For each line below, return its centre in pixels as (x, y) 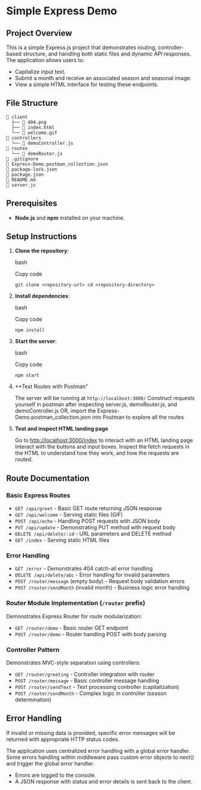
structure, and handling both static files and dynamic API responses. (107, 54)
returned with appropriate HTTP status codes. (63, 739)
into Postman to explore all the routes (138, 417)
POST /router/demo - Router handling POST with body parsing (90, 634)
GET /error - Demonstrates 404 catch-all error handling (84, 569)
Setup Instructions (42, 237)
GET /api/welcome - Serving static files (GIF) (69, 515)
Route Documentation (48, 478)
